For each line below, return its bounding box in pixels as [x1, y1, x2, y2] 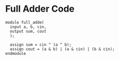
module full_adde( [5, 20, 44, 25]
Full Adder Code [5, 3, 75, 15]
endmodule [5, 51, 26, 56]
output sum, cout [10, 28, 47, 34]
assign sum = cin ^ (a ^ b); [10, 42, 72, 47]
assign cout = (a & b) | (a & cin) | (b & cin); [10, 46, 115, 51]
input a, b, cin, [10, 24, 47, 29]
